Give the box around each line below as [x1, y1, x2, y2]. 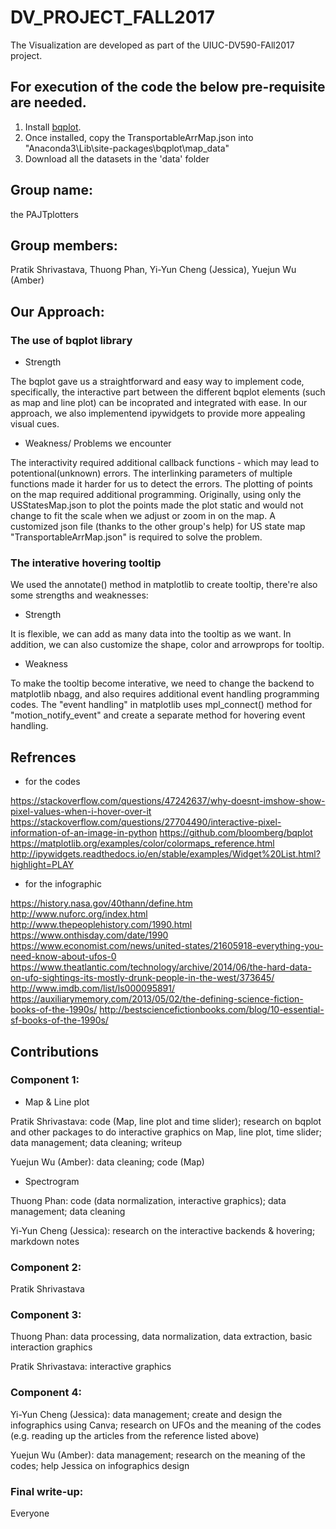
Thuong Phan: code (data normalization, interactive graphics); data [10, 1194, 287, 1206]
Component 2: [10, 1260, 82, 1274]
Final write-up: [10, 1484, 84, 1498]
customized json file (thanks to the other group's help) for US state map [10, 521, 306, 533]
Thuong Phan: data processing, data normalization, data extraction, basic [10, 1331, 313, 1343]
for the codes [24, 776, 81, 788]
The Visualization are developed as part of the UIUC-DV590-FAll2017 [10, 39, 295, 51]
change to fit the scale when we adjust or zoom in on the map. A [10, 510, 276, 522]
